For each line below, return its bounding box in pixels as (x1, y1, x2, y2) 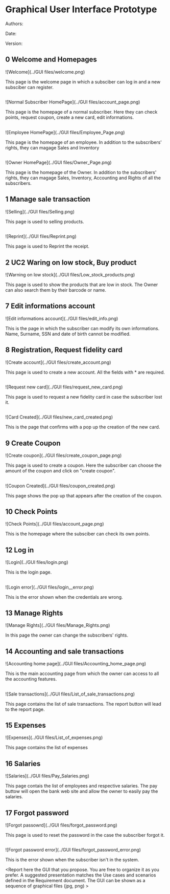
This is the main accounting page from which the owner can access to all (5, 670, 159, 677)
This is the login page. (5, 569, 52, 575)
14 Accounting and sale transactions (5, 647, 124, 656)
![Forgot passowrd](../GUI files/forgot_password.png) (5, 822, 117, 828)
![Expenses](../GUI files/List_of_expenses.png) (5, 734, 103, 740)
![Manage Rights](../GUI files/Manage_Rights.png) (5, 622, 110, 628)
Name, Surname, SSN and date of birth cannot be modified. (5, 331, 131, 337)
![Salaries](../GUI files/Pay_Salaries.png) (5, 773, 89, 779)
